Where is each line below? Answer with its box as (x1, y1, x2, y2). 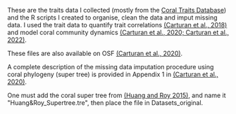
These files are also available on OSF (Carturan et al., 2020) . (7, 49, 183, 57)
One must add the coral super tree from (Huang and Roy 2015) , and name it (7, 91, 226, 99)
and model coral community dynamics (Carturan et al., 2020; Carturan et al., (7, 28, 229, 36)
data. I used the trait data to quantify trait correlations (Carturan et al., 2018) (7, 21, 228, 29)
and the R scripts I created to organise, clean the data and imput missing (7, 13, 218, 22)
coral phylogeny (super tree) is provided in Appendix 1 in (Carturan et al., (7, 70, 218, 78)
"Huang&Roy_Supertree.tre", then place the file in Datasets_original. (7, 99, 204, 107)
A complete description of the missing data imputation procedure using (7, 63, 214, 71)
